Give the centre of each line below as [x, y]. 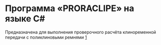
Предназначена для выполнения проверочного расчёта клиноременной [81, 32]
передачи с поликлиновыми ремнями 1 [46, 37]
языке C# [25, 19]
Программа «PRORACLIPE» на [70, 8]
